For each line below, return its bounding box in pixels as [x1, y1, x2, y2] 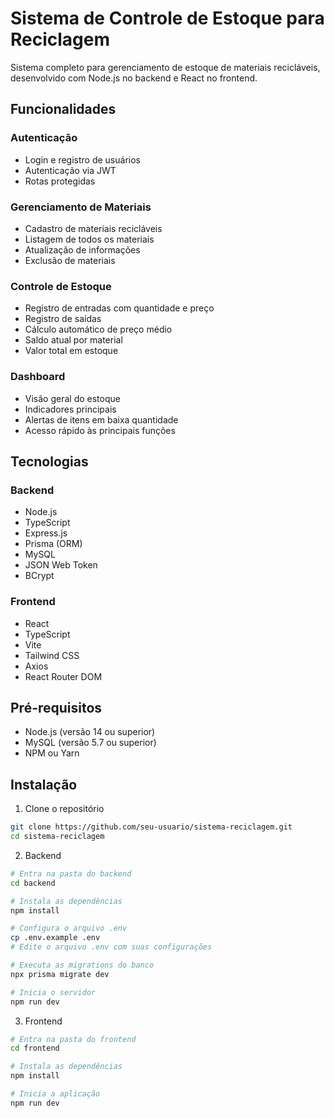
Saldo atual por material [24, 334, 123, 346]
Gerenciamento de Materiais [10, 200, 152, 214]
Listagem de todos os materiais [24, 233, 155, 245]
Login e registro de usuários [24, 153, 141, 166]
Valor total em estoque [24, 345, 119, 357]
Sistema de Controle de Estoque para [10, 7, 325, 30]
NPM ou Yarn [24, 747, 80, 759]
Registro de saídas [24, 313, 102, 325]
